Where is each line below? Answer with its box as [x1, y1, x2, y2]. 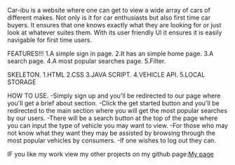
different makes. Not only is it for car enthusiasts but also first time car [7, 13, 211, 22]
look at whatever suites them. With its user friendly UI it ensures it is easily [7, 28, 222, 37]
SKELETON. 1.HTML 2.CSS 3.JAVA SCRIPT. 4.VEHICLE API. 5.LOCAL [7, 70, 206, 79]
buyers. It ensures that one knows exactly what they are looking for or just [7, 21, 222, 29]
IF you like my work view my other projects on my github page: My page [7, 150, 214, 158]
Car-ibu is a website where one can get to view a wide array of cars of [7, 6, 210, 14]
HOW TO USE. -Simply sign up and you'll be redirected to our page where [7, 91, 221, 100]
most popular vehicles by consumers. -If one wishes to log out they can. [7, 136, 216, 145]
